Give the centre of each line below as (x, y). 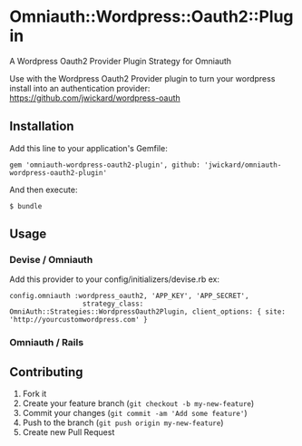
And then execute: (44, 189)
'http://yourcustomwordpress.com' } (78, 320)
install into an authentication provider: (80, 88)
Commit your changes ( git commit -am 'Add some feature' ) (135, 413)
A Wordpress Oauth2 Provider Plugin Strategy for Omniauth (121, 61)
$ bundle (26, 206)
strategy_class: (113, 304)
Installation (42, 126)
